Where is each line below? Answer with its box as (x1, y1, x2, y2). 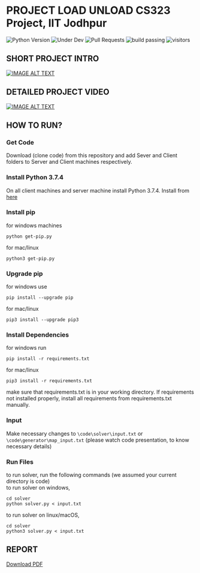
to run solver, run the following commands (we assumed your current (6, 472, 177, 479)
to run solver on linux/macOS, (6, 511, 80, 519)
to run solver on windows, (6, 484, 71, 491)
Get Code (6, 138, 35, 146)
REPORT (6, 544, 38, 555)
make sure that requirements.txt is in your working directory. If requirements (6, 388, 195, 396)
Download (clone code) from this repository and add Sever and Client (6, 152, 178, 159)
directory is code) (6, 478, 50, 485)
